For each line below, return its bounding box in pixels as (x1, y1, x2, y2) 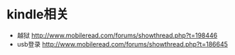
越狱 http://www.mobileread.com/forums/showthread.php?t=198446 (16, 31, 218, 39)
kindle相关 (6, 6, 69, 23)
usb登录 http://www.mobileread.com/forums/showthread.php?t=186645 (16, 39, 229, 48)
